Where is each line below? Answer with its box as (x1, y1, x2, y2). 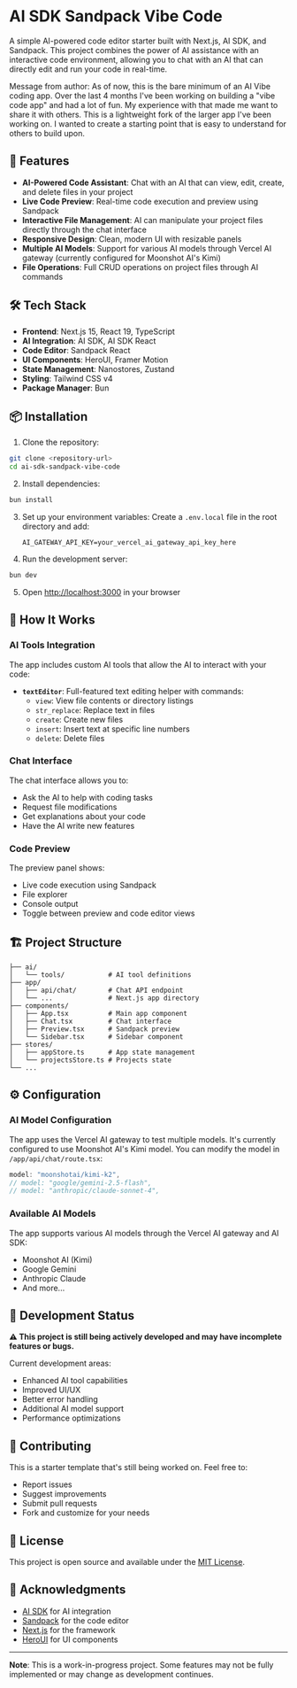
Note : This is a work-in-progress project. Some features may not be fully (9, 1659, 274, 1670)
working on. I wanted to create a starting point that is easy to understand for (9, 118, 287, 129)
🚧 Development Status (9, 1308, 135, 1323)
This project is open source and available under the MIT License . (9, 1557, 246, 1568)
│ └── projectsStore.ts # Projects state (9, 1056, 172, 1065)
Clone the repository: (21, 437, 100, 448)
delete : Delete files (34, 732, 105, 743)
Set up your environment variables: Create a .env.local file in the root (21, 512, 278, 522)
